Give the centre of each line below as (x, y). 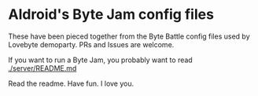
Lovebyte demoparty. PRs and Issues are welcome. (91, 44)
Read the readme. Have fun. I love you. (71, 83)
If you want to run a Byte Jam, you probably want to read (100, 60)
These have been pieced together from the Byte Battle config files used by (129, 36)
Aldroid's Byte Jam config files (111, 15)
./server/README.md (42, 68)
